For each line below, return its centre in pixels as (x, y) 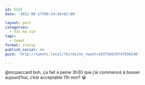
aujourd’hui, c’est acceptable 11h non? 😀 (46, 77)
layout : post (18, 23)
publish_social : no (25, 50)
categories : (17, 27)
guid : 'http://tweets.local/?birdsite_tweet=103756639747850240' (72, 54)
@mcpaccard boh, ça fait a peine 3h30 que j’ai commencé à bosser (73, 72)
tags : (10, 36)
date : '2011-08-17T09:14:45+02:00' (41, 14)
